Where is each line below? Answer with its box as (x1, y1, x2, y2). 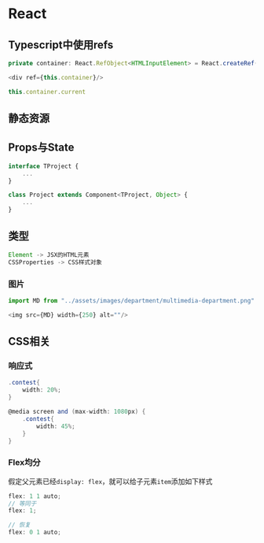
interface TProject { (8, 162, 79, 170)
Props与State (8, 141, 75, 154)
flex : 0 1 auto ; (8, 529, 61, 537)
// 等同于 (8, 500, 37, 508)
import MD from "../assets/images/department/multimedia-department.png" (8, 296, 255, 304)
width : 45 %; (36, 422, 76, 430)
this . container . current (8, 87, 86, 95)
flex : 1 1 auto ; (8, 492, 61, 500)
